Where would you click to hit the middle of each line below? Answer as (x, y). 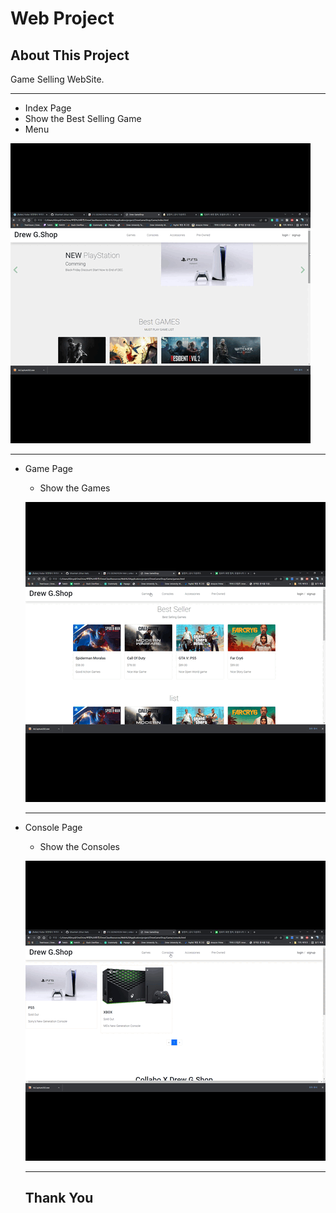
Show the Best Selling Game (83, 118)
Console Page (53, 827)
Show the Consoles (79, 846)
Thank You (59, 1198)
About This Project (70, 55)
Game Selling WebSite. (57, 79)
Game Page (49, 468)
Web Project (62, 18)
